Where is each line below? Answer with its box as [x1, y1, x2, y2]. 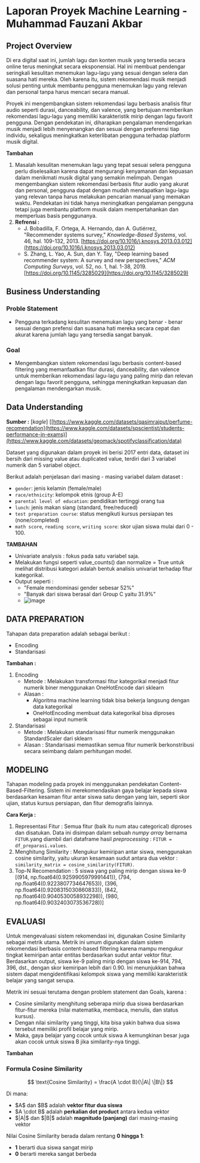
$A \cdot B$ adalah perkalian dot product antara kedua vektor [14, 1108, 170, 1115]
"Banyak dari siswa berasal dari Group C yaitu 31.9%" [23, 590, 156, 598]
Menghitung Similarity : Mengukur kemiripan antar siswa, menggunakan [14, 848, 192, 855]
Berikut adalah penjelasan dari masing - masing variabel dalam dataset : [6, 473, 183, 480]
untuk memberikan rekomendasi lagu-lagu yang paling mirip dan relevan [14, 372, 193, 379]
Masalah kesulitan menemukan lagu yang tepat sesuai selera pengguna [14, 162, 191, 168]
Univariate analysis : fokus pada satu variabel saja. [14, 552, 140, 559]
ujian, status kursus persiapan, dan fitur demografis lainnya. [6, 800, 153, 807]
